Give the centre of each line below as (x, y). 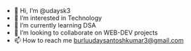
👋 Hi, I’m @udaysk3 (42, 11)
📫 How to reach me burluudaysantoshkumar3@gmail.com (99, 40)
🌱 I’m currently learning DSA (55, 25)
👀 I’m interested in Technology (58, 18)
